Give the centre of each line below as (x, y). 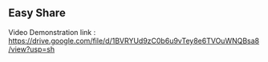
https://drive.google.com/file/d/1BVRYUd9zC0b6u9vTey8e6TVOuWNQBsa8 (134, 41)
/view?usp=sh (31, 49)
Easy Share (37, 13)
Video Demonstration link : (52, 32)
